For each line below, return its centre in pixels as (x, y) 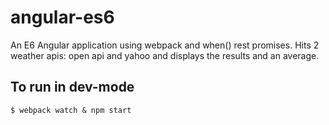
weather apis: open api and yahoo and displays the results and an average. (165, 55)
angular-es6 (62, 17)
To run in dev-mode (72, 87)
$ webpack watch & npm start (71, 110)
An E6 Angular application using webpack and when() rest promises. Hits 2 (165, 45)
